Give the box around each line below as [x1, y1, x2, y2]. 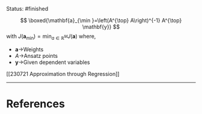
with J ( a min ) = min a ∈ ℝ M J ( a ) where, [6, 33, 96, 41]
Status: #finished [6, 5, 49, 12]
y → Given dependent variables [14, 59, 90, 66]
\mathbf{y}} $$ [82, 24, 120, 30]
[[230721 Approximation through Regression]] [6, 70, 120, 77]
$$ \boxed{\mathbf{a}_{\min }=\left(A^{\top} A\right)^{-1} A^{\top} [20, 17, 182, 24]
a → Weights [14, 45, 44, 53]
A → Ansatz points [14, 52, 58, 59]
